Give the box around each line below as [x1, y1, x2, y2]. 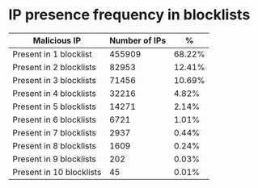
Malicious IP [32, 35, 82, 46]
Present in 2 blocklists [12, 61, 97, 73]
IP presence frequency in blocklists [8, 6, 251, 24]
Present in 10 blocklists [12, 166, 102, 178]
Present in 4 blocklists [12, 87, 97, 98]
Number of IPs [108, 35, 167, 46]
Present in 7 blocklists [12, 127, 97, 138]
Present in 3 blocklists [12, 74, 97, 86]
